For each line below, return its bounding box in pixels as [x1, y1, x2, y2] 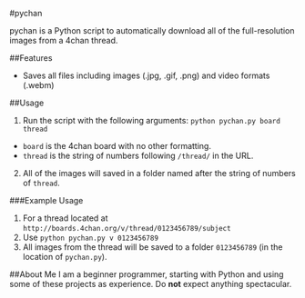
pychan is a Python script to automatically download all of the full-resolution [9, 25, 295, 35]
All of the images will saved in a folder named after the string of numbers [22, 168, 296, 178]
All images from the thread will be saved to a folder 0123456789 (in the [22, 242, 283, 253]
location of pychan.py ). [22, 252, 107, 262]
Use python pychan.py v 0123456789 [22, 232, 159, 243]
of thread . [22, 177, 61, 188]
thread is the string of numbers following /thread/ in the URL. [22, 150, 254, 161]
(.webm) [22, 80, 55, 90]
